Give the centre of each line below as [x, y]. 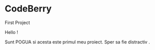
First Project [17, 22]
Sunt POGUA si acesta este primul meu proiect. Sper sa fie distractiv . [77, 42]
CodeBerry [28, 9]
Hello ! [11, 32]
